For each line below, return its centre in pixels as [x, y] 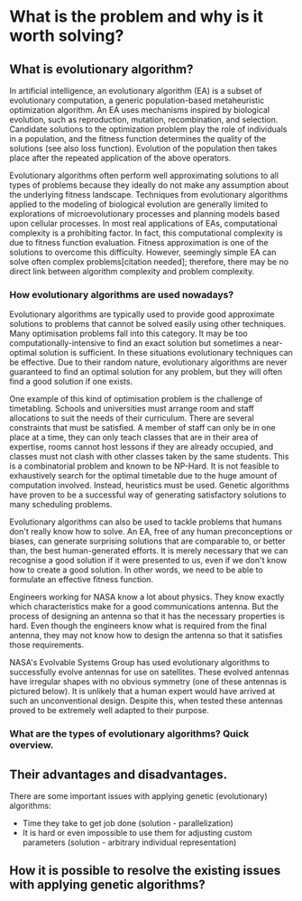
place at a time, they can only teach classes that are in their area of [134, 437]
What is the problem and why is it [137, 17]
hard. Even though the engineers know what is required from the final [138, 626]
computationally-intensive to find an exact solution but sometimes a [135, 343]
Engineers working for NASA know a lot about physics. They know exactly [147, 597]
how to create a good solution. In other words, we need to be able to [136, 570]
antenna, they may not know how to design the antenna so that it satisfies [146, 636]
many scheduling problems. [61, 505]
